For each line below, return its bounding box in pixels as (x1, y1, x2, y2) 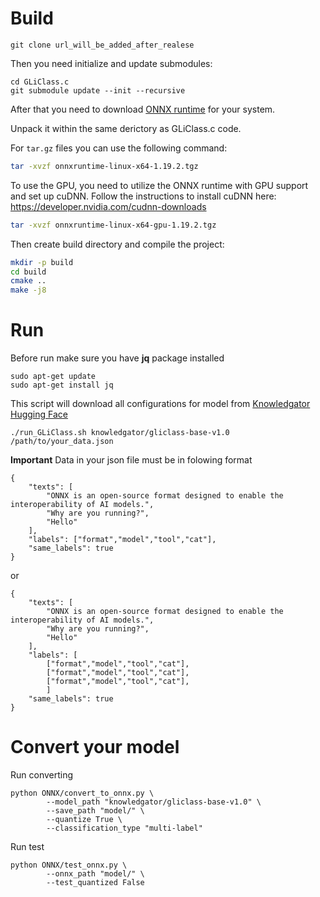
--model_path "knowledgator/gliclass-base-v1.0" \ (46, 797, 262, 807)
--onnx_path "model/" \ (46, 869, 145, 879)
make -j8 (10, 285, 47, 296)
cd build (10, 267, 47, 277)
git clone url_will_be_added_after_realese (10, 40, 195, 50)
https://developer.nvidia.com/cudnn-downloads (10, 200, 207, 212)
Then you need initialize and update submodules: (10, 57, 213, 69)
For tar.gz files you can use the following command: (10, 142, 228, 154)
